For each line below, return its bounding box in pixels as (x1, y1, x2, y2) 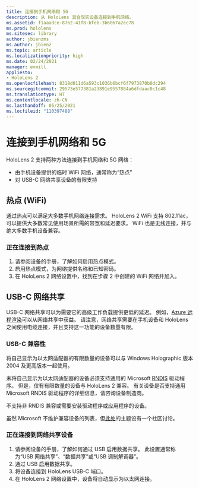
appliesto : (6, 69, 33, 75)
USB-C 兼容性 (6, 340, 46, 348)
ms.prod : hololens (6, 25, 52, 31)
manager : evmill (6, 64, 46, 70)
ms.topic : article (6, 47, 52, 53)
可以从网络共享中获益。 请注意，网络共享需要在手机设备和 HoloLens (21, 316, 189, 324)
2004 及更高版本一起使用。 (6, 362, 73, 369)
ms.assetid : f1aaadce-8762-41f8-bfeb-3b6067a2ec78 (6, 20, 134, 26)
